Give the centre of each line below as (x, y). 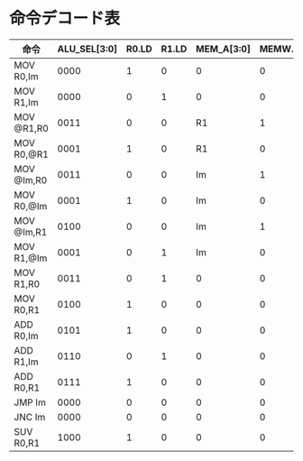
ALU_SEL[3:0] (87, 49)
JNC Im (30, 417)
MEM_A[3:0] (223, 49)
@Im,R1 (31, 232)
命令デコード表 (65, 18)
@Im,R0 (31, 180)
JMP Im (30, 402)
